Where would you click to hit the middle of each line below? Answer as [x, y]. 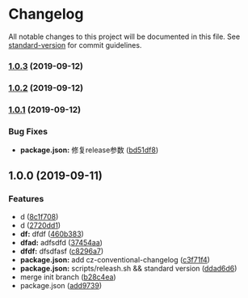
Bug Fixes [28, 131]
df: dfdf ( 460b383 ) [52, 234]
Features [26, 199]
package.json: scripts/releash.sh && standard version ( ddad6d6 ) [128, 268]
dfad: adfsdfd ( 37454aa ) [61, 242]
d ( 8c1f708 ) [39, 216]
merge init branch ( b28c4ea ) [68, 277]
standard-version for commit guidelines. [75, 45]
